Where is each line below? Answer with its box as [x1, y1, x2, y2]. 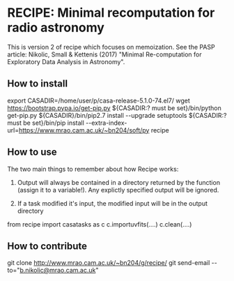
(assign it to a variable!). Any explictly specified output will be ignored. [17, 185, 219, 194]
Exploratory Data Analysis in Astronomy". [7, 57, 125, 66]
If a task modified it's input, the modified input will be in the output [17, 199, 208, 207]
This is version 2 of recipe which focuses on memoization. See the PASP [7, 43, 216, 51]
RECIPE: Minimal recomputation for [7, 5, 215, 21]
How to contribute [7, 240, 88, 252]
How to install [7, 78, 68, 90]
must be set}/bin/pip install [7, 119, 85, 127]
